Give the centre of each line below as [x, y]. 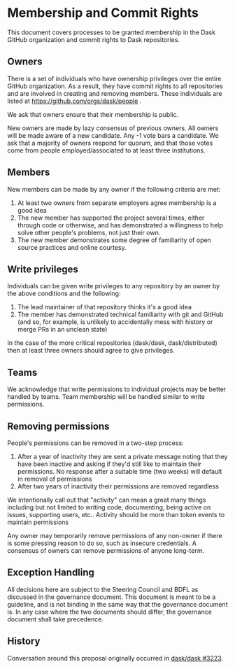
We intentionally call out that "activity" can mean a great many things [107, 500]
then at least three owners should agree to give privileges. [91, 351]
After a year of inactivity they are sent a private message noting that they [122, 457]
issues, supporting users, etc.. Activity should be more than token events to [116, 515]
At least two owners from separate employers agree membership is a [117, 203]
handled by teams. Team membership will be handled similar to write [106, 397]
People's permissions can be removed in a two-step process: [95, 443]
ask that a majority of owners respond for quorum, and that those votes [110, 143]
